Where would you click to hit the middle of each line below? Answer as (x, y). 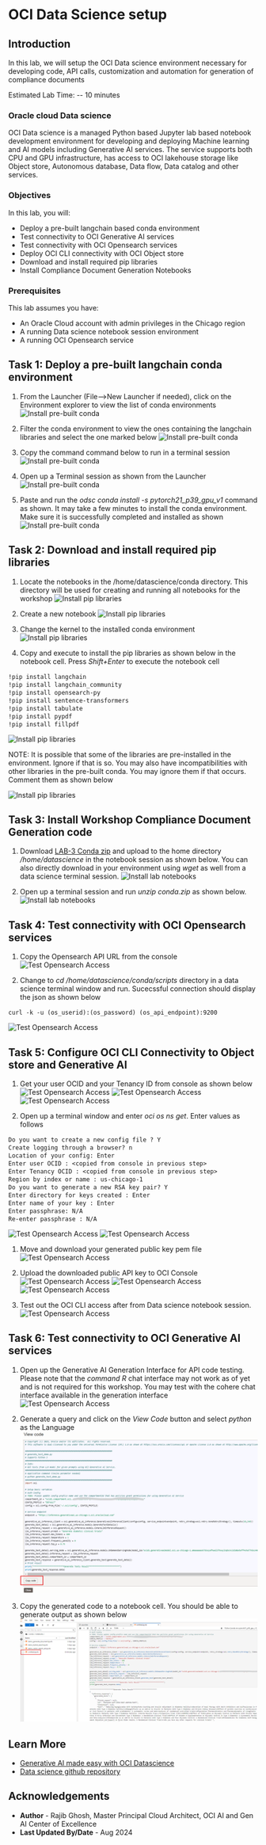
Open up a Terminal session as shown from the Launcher (113, 476)
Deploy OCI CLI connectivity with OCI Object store (102, 253)
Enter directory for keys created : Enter (79, 1195)
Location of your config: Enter (61, 1155)
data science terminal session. (69, 876)
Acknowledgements (59, 1796)
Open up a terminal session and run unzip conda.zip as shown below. (133, 892)
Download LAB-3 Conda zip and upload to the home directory (120, 851)
